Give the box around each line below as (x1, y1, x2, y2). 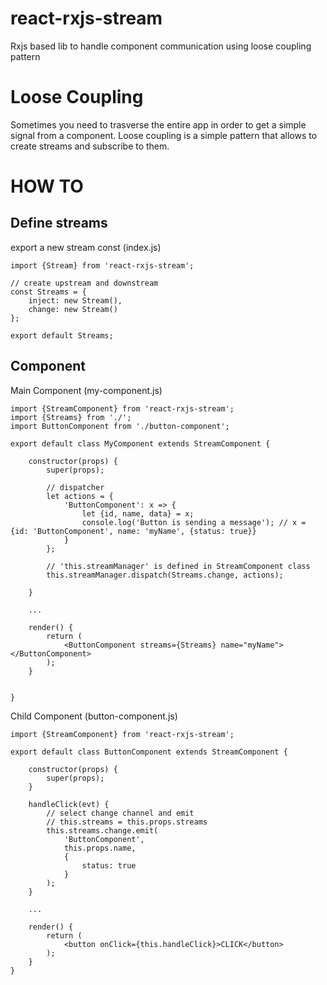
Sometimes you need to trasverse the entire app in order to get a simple (10, 118, 307, 131)
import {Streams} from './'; (10, 412, 132, 422)
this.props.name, (63, 843, 137, 853)
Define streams (10, 215, 108, 232)
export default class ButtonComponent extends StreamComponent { (10, 747, 288, 757)
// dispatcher (46, 482, 105, 492)
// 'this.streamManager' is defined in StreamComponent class (46, 561, 311, 571)
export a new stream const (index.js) (10, 241, 162, 253)
